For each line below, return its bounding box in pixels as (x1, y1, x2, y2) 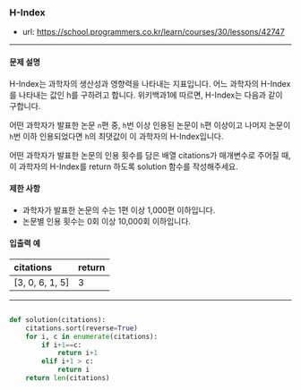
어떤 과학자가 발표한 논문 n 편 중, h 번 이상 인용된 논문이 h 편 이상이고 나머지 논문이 (9, 119, 291, 131)
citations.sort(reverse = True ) (25, 324, 139, 333)
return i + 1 (56, 349, 99, 358)
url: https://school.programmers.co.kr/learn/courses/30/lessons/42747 (21, 27, 285, 38)
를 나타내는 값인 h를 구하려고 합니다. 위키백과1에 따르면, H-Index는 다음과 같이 (9, 89, 283, 100)
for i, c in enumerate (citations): (25, 332, 159, 341)
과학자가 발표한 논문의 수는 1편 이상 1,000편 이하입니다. (21, 204, 216, 216)
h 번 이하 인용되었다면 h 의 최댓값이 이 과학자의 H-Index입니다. (9, 131, 224, 141)
